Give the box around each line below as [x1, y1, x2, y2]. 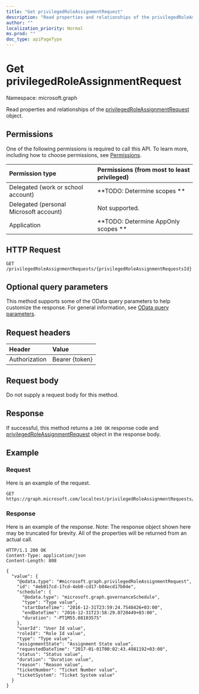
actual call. [6, 536, 33, 543]
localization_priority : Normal [6, 25, 84, 32]
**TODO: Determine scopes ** [97, 187, 185, 195]
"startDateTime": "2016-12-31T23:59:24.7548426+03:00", [21, 604, 163, 610]
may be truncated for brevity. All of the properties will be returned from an [6, 529, 187, 536]
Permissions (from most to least [97, 165, 190, 174]
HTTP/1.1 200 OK [6, 547, 46, 553]
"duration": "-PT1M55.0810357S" [21, 615, 102, 621]
